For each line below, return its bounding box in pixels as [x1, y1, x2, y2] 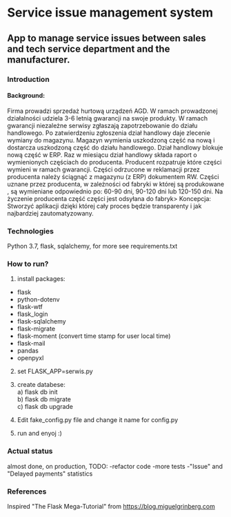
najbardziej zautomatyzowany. [7, 209, 94, 218]
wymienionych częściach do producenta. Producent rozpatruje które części [7, 158, 222, 166]
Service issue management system [7, 5, 214, 21]
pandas [17, 346, 39, 355]
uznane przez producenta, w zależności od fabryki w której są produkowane [7, 180, 225, 188]
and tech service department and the [7, 43, 170, 54]
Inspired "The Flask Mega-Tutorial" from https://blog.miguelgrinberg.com [7, 502, 215, 510]
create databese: [17, 381, 66, 389]
